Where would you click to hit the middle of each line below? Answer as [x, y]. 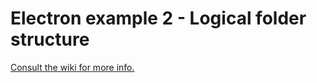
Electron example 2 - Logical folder [158, 18]
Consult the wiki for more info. [72, 67]
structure [50, 39]
